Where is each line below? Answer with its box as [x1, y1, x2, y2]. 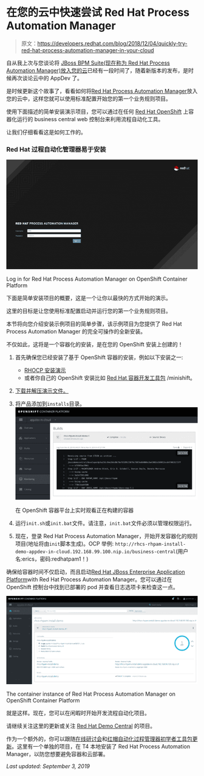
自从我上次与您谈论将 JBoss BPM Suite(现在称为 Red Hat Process [6, 59, 170, 66]
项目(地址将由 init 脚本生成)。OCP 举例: [15, 540, 114, 547]
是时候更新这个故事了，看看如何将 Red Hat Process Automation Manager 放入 [6, 87, 198, 94]
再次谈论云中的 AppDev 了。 [11, 74, 83, 82]
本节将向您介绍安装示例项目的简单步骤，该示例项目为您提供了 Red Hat [6, 320, 182, 327]
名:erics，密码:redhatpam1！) [15, 555, 89, 562]
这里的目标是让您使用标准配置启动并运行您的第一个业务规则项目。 [6, 307, 171, 314]
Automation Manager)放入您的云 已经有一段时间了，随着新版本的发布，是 [6, 66, 189, 74]
